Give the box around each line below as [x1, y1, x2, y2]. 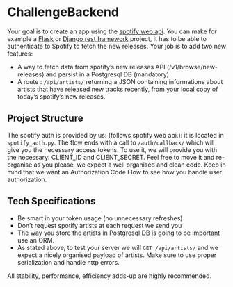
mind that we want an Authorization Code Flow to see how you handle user [7, 167, 223, 176]
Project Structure [7, 113, 83, 124]
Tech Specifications [7, 195, 96, 207]
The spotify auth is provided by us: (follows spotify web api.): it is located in [7, 131, 224, 139]
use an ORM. [17, 236, 55, 244]
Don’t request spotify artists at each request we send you [17, 221, 182, 229]
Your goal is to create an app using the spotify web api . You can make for [7, 27, 217, 35]
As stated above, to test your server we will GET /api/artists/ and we [17, 243, 219, 252]
